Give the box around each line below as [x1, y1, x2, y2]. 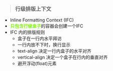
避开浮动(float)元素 [17, 60, 57, 66]
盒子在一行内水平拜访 [17, 35, 62, 41]
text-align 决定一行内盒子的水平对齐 [17, 48, 91, 54]
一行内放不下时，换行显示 [17, 42, 71, 48]
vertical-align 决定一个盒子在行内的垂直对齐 [17, 54, 108, 60]
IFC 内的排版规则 [10, 29, 45, 35]
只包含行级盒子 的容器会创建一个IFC [10, 23, 84, 29]
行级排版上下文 [15, 5, 52, 12]
